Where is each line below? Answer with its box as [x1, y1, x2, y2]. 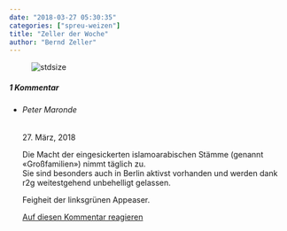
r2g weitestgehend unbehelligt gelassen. [21, 177, 171, 188]
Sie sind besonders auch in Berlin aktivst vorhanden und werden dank [21, 167, 278, 178]
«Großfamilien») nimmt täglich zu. [21, 158, 146, 169]
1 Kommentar [9, 81, 59, 93]
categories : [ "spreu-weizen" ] [9, 21, 121, 30]
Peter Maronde [21, 104, 78, 115]
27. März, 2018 [21, 132, 76, 142]
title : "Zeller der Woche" [9, 29, 109, 38]
